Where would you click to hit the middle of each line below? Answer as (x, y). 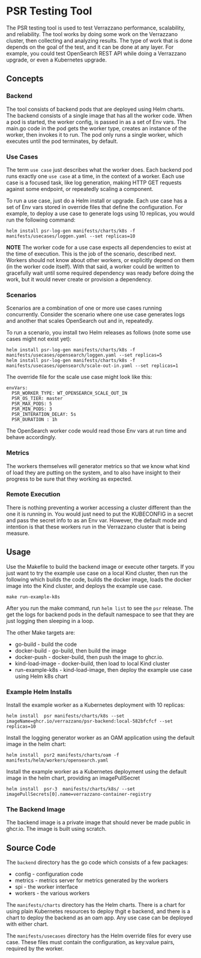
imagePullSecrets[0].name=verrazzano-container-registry (79, 794)
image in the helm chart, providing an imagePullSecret (73, 778)
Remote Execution (33, 494)
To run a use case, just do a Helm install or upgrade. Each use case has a (97, 201)
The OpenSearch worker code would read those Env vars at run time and (97, 431)
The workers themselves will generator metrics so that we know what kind (98, 466)
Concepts (25, 79)
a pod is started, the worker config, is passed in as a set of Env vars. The (97, 122)
